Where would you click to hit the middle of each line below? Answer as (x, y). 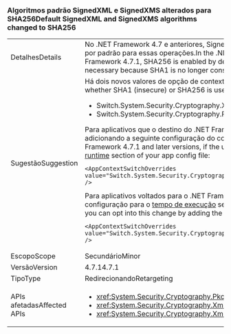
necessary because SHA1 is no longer (147, 70)
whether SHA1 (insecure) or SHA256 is (149, 90)
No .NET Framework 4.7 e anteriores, (145, 45)
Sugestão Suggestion (44, 163)
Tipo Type (26, 279)
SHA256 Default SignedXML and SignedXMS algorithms (102, 19)
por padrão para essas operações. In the (150, 53)
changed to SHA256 (42, 28)
